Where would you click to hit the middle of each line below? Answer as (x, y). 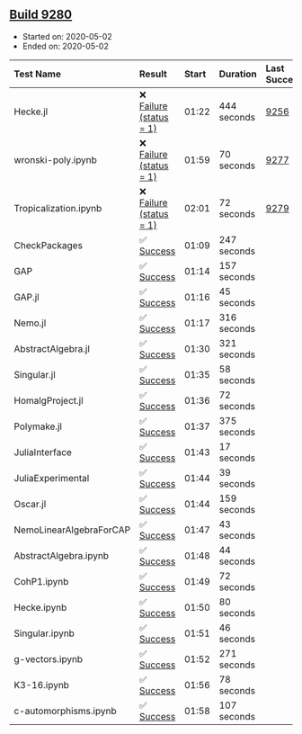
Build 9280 (41, 15)
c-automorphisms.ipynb (65, 711)
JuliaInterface (43, 452)
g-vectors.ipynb (49, 658)
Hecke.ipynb (40, 607)
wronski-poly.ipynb (55, 159)
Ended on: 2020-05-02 (66, 46)
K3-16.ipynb (42, 685)
